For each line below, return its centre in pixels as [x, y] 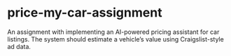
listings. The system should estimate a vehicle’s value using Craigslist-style [115, 39]
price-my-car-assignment [85, 13]
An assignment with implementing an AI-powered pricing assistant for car [113, 32]
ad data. [19, 46]
